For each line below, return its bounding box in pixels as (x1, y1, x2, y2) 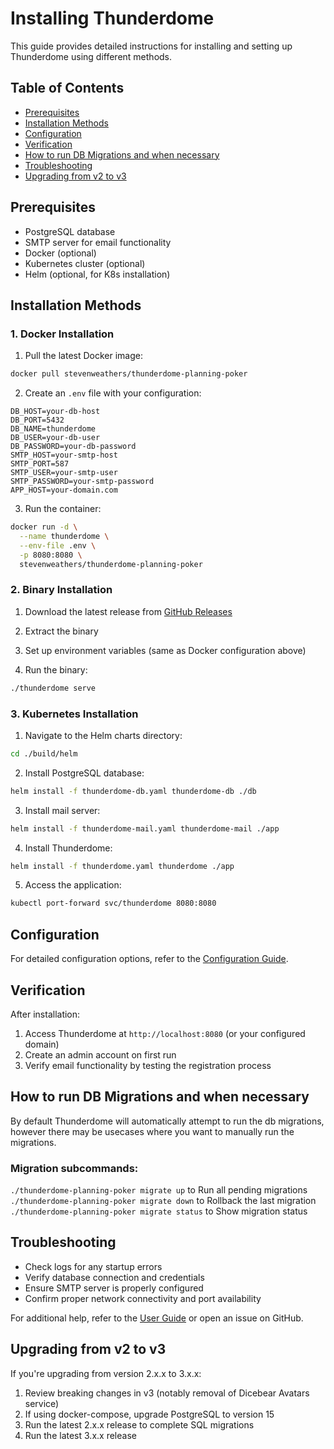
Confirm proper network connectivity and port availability (24, 1292, 262, 1304)
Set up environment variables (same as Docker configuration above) (24, 644, 307, 656)
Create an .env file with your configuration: (24, 387, 202, 399)
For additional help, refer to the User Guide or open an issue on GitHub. (10, 1312, 304, 1324)
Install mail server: (24, 804, 101, 816)
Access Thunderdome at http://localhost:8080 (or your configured (24, 1027, 306, 1039)
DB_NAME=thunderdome (10, 424, 97, 434)
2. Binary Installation (10, 583, 113, 597)
